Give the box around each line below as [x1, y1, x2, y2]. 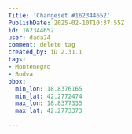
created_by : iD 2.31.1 [8, 48, 82, 56]
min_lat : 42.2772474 [15, 92, 82, 100]
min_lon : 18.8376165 [15, 84, 82, 93]
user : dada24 [8, 33, 51, 42]
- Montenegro [8, 63, 51, 71]
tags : [8, 56, 26, 64]
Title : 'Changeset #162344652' [8, 11, 111, 20]
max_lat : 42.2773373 [15, 107, 82, 115]
